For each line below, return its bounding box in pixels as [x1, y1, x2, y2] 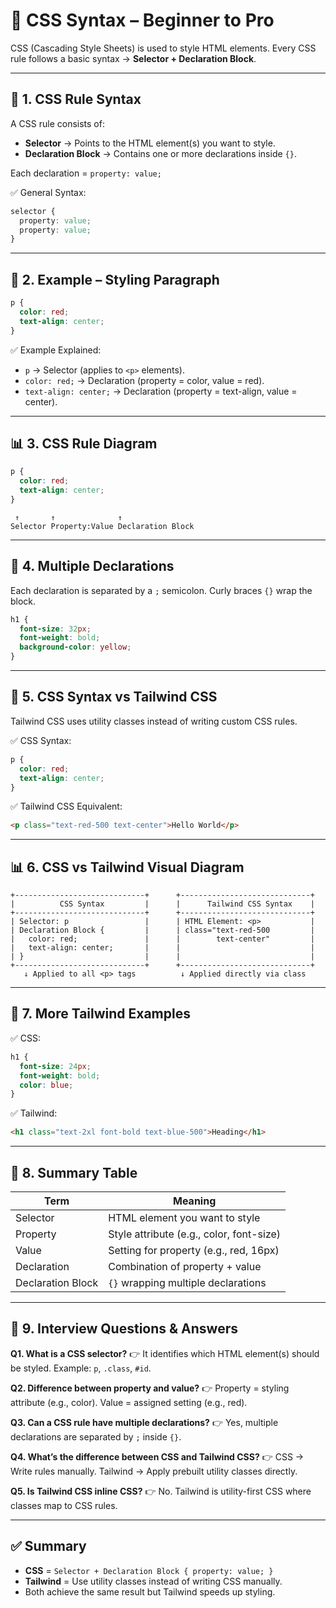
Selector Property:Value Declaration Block [10, 521, 195, 531]
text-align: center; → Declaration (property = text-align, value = [24, 385, 298, 397]
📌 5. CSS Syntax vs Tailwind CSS [10, 689, 218, 706]
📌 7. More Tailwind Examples [10, 1005, 191, 1023]
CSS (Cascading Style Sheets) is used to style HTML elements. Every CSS [10, 42, 317, 54]
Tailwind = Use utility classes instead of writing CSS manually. [24, 1575, 283, 1587]
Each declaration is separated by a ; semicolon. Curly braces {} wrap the [10, 584, 313, 596]
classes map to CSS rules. [10, 1499, 118, 1511]
